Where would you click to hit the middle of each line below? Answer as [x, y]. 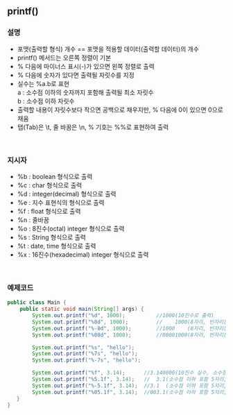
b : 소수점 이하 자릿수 [46, 101]
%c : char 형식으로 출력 [50, 185]
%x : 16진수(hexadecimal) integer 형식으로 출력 [83, 254]
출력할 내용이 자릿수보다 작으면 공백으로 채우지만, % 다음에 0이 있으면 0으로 [120, 110]
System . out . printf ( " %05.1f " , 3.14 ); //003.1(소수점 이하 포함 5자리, [130, 392]
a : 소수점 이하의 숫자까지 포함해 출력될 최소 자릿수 [85, 92]
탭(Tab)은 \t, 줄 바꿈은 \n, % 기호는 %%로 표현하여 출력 [93, 127]
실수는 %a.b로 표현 [43, 83]
